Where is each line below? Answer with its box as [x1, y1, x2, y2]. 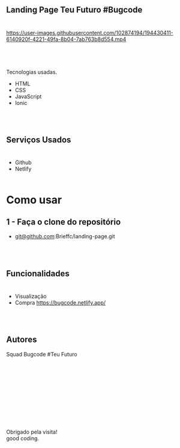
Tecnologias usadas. [6, 68, 58, 75]
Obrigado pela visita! [6, 428, 58, 435]
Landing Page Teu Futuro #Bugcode [6, 5, 143, 15]
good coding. [6, 434, 40, 442]
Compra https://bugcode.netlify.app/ [14, 298, 106, 306]
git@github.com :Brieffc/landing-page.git [14, 233, 115, 240]
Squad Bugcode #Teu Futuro [6, 350, 77, 358]
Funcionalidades [6, 268, 70, 279]
